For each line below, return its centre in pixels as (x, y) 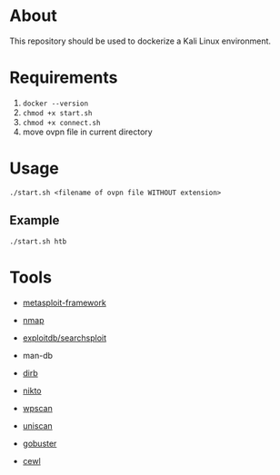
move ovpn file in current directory (87, 132)
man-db (37, 355)
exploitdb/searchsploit (65, 338)
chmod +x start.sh (57, 113)
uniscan (37, 426)
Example (35, 220)
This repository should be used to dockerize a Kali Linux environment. (140, 41)
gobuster (40, 443)
